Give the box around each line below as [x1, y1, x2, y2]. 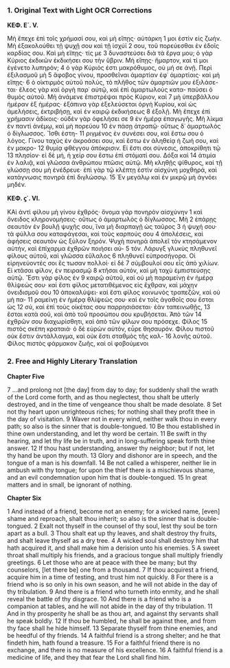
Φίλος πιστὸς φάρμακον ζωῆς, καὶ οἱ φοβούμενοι [7, 339, 149, 348]
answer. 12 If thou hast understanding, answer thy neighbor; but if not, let [7, 444, 215, 452]
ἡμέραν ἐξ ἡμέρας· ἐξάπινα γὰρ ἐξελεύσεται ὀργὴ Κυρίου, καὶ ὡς [7, 100, 197, 109]
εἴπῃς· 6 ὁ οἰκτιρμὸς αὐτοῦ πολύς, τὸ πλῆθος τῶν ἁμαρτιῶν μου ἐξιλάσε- [7, 78, 218, 87]
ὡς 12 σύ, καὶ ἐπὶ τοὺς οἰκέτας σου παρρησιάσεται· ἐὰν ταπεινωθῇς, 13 [7, 303, 211, 311]
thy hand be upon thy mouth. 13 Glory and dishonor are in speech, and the [7, 451, 218, 459]
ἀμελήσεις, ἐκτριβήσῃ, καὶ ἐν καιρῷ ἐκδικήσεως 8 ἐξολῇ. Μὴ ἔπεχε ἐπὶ [7, 107, 211, 115]
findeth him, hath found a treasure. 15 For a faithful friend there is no [7, 638, 200, 647]
